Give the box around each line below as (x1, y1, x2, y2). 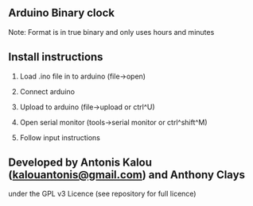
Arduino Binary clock (8, 6, 115, 20)
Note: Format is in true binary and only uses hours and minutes (8, 27, 215, 36)
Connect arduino (19, 86, 76, 96)
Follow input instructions (19, 132, 101, 142)
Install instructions (8, 51, 103, 64)
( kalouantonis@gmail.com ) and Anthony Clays (8, 168, 245, 181)
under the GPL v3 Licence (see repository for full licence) (8, 189, 197, 199)
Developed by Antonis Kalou (8, 156, 153, 170)
